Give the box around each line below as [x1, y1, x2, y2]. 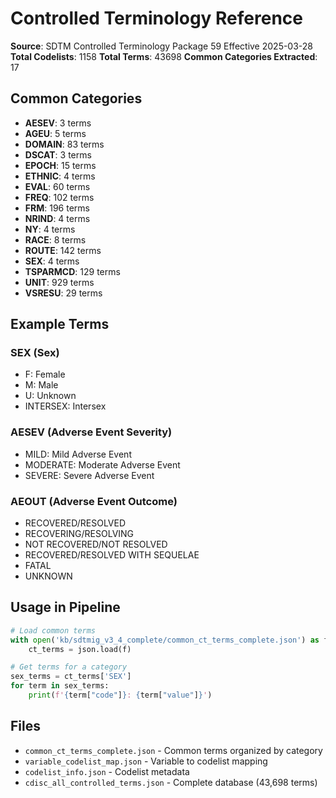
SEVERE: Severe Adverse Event [24, 469, 155, 481]
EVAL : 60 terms [24, 180, 91, 192]
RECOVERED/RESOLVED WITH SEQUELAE [24, 549, 200, 561]
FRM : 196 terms [24, 202, 90, 214]
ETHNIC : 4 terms [24, 170, 96, 182]
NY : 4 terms [24, 223, 76, 235]
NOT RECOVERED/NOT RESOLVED [24, 538, 168, 551]
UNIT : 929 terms [24, 276, 95, 288]
